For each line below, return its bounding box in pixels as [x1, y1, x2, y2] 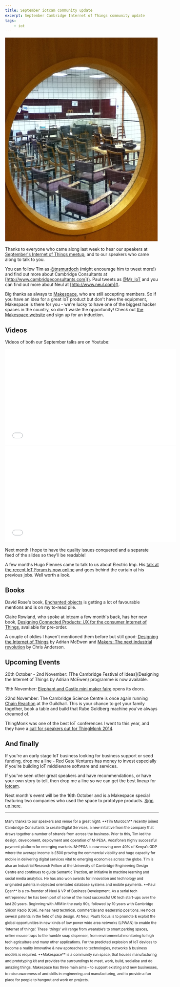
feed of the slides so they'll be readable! [5, 552, 86, 558]
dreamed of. [5, 711, 30, 717]
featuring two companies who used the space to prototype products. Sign [5, 797, 154, 803]
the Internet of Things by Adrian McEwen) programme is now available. [5, 676, 148, 682]
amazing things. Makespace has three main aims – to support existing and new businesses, [5, 965, 158, 970]
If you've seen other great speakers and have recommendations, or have [5, 772, 151, 778]
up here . [5, 803, 22, 809]
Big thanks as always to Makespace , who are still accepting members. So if [5, 291, 157, 297]
